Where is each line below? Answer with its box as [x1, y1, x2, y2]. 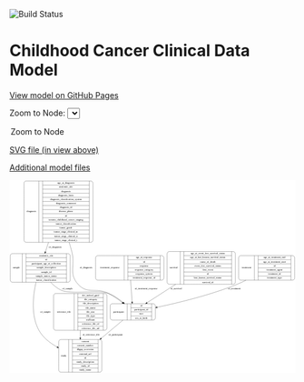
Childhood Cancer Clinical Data [9, 41, 250, 61]
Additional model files [9, 162, 91, 173]
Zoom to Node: [9, 107, 66, 118]
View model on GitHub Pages [9, 89, 120, 100]
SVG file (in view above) [9, 144, 100, 155]
